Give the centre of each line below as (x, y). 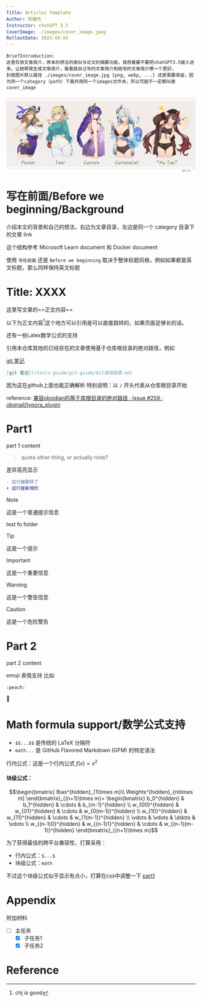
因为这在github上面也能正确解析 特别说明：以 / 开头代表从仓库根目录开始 (97, 386)
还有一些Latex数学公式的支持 (42, 335)
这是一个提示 (22, 548)
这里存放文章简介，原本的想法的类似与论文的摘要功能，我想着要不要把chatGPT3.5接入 (98, 63)
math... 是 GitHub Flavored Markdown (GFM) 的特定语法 (85, 750)
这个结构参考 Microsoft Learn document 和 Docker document (82, 247)
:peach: (16, 687)
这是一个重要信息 (27, 573)
